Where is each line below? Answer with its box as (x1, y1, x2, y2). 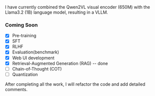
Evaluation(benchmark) (12, 49, 59, 55)
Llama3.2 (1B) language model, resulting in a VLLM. (5, 9, 108, 15)
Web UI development (12, 55, 55, 61)
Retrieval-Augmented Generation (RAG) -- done (12, 60, 108, 66)
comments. (5, 86, 28, 92)
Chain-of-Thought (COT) (12, 66, 62, 72)
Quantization (12, 71, 38, 77)
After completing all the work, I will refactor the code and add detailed (5, 81, 145, 87)
